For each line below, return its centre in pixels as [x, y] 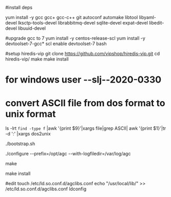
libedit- [156, 23]
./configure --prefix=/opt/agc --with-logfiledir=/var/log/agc [68, 154]
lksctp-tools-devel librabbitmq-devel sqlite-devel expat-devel [83, 23]
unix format [31, 114]
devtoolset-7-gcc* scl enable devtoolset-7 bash [56, 44]
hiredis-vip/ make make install [37, 59]
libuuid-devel [32, 28]
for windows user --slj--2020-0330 [83, 80]
